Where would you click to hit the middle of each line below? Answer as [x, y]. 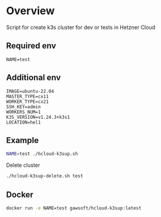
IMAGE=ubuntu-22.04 [30, 91]
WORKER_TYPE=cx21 [28, 102]
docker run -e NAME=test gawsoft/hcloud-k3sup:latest [74, 208]
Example [22, 140]
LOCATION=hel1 [24, 122]
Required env [31, 46]
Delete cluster [23, 165]
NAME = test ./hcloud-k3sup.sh [42, 154]
